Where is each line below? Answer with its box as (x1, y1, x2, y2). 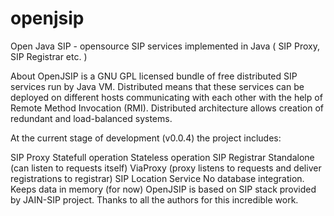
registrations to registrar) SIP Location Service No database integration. (10, 172, 305, 184)
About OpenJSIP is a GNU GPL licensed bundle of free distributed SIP (10, 70, 298, 82)
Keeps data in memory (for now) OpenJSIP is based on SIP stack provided (10, 183, 317, 195)
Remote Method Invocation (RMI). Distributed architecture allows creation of (10, 102, 325, 114)
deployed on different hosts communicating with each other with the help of (10, 91, 323, 103)
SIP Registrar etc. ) (10, 50, 88, 62)
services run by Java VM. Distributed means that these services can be (10, 80, 305, 92)
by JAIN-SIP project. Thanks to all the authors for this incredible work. (10, 193, 299, 206)
